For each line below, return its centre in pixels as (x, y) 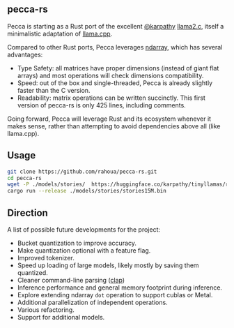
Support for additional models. (61, 317)
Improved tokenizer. (46, 258)
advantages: (25, 54)
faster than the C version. (54, 90)
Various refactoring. (46, 310)
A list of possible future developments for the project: (84, 229)
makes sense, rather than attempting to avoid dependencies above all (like (114, 126)
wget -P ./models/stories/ (46, 185)
